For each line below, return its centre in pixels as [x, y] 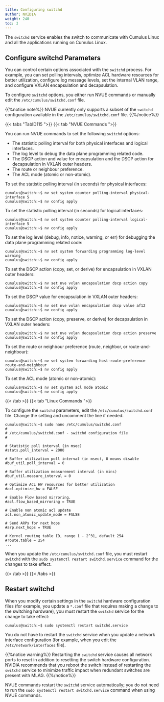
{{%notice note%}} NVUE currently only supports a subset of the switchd [79, 110]
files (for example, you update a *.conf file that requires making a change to [82, 606]
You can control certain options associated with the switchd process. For [78, 70]
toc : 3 [12, 23]
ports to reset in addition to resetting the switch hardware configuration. [78, 659]
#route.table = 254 [25, 540]
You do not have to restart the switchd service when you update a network [80, 634]
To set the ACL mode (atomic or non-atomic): [51, 378]
